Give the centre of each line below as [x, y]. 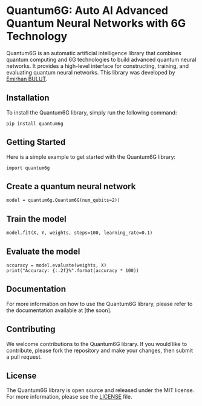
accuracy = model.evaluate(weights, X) [57, 265]
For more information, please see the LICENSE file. [69, 397]
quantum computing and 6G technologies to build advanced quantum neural [101, 59]
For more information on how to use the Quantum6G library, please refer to [99, 304]
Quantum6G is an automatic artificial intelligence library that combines [94, 53]
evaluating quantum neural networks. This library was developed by [91, 72]
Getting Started [36, 142]
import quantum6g [28, 168]
